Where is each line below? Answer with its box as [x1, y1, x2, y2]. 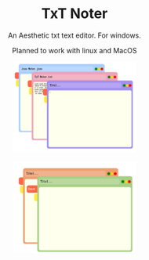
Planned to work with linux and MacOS [12, 45, 137, 55]
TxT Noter [41, 5, 108, 23]
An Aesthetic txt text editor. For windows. [8, 31, 141, 40]
